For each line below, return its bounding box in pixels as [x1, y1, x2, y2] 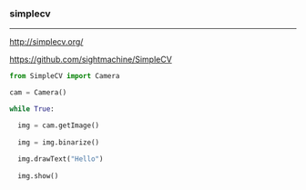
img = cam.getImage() [17, 121, 100, 130]
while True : [9, 105, 55, 114]
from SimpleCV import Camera [9, 72, 120, 81]
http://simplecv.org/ [9, 36, 84, 47]
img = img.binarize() [17, 137, 100, 147]
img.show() [17, 172, 59, 181]
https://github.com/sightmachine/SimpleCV [9, 54, 173, 65]
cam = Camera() [9, 88, 67, 97]
